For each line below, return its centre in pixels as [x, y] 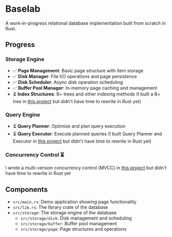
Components [26, 190]
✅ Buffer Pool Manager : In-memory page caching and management [85, 88]
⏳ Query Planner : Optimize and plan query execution [69, 126]
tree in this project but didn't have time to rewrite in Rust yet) [77, 101]
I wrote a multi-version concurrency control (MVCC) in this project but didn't [86, 168]
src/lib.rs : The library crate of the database [60, 207]
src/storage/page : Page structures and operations [73, 229]
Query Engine [23, 114]
